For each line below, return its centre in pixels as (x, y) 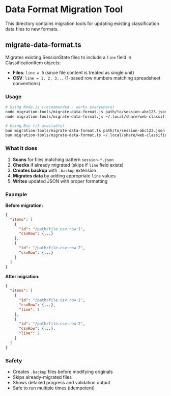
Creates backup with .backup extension (54, 170)
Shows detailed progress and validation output (61, 382)
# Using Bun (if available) (35, 126)
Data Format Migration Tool (64, 9)
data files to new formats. (32, 29)
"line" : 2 (29, 333)
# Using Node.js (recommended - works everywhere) (60, 107)
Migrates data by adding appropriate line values (64, 176)
